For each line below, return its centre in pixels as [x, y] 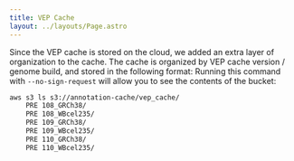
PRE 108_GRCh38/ [57, 106]
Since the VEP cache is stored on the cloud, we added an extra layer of [142, 52]
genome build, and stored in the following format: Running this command [145, 71]
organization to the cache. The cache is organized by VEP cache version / [147, 62]
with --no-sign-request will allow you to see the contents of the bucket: [143, 80]
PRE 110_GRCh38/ [57, 139]
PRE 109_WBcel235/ [60, 131]
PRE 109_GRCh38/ [57, 123]
